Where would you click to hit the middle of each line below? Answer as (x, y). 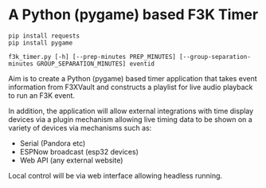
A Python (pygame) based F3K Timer (133, 15)
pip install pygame (41, 43)
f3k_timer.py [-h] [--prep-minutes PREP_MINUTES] (92, 57)
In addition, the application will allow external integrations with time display (131, 111)
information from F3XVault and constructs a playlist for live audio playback (131, 87)
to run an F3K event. (42, 95)
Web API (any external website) (71, 160)
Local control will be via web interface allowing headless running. (115, 175)
